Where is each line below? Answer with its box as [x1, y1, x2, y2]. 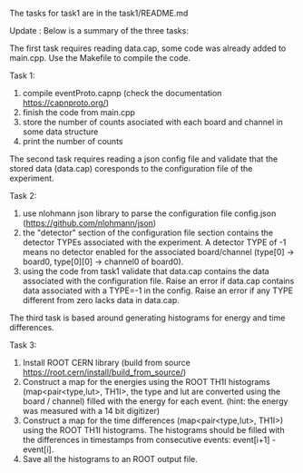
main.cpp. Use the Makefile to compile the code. [9, 53, 191, 63]
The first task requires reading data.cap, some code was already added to [9, 43, 287, 54]
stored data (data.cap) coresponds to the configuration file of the [9, 163, 253, 173]
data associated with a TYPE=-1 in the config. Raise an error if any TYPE [22, 285, 293, 296]
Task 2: [9, 191, 37, 201]
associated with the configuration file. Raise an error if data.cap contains [22, 276, 295, 286]
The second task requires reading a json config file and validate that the [9, 153, 279, 164]
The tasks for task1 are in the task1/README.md [9, 8, 189, 18]
